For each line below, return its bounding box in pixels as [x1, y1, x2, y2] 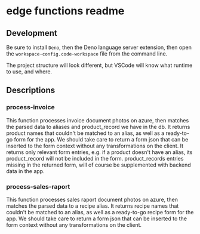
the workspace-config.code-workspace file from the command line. [6, 50, 168, 57]
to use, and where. [6, 68, 53, 75]
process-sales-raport [6, 182, 70, 190]
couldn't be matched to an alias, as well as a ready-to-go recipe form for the [6, 208, 194, 215]
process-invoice [6, 103, 55, 112]
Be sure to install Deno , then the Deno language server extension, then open [6, 44, 192, 51]
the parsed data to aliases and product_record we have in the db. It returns [6, 123, 190, 130]
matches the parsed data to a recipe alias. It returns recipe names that [6, 202, 179, 210]
